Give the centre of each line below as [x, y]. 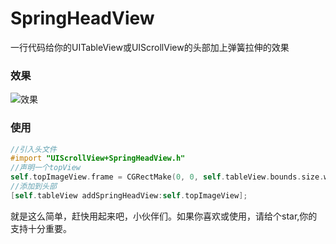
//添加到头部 [33, 187]
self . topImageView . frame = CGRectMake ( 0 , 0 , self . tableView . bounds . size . [167, 177]
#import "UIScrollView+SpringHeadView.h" [98, 158]
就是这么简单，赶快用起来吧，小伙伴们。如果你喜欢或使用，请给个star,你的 [164, 216]
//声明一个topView [45, 168]
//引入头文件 [33, 149]
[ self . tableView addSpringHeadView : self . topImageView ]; [129, 195]
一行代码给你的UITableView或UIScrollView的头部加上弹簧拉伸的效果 [150, 47]
